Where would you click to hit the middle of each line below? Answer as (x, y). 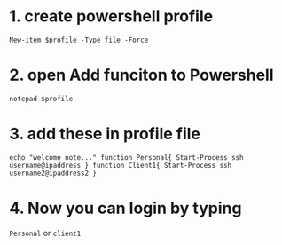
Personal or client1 (45, 233)
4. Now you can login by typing (125, 208)
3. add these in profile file (105, 134)
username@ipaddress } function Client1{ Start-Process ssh (121, 165)
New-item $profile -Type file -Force (79, 40)
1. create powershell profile (111, 16)
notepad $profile (41, 99)
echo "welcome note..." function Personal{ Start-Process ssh (126, 157)
